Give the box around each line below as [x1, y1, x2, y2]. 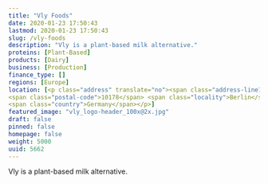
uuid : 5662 [8, 145, 45, 153]
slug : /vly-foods [8, 33, 66, 42]
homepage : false [8, 130, 62, 138]
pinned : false [8, 123, 56, 131]
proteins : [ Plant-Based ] [8, 49, 91, 57]
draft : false [8, 115, 52, 123]
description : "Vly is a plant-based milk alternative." [8, 41, 198, 49]
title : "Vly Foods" [8, 11, 73, 20]
